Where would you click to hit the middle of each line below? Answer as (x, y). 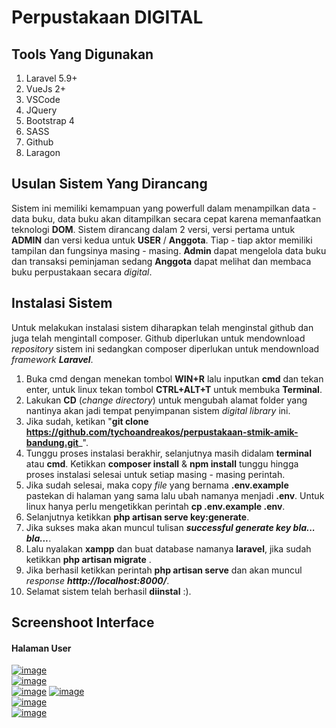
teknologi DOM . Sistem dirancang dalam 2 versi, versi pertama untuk (153, 229)
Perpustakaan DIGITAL (107, 17)
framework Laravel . (52, 359)
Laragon (43, 152)
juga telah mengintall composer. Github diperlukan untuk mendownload (158, 338)
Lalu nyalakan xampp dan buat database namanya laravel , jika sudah (168, 548)
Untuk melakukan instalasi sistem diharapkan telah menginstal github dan (162, 327)
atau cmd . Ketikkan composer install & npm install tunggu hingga (162, 463)
